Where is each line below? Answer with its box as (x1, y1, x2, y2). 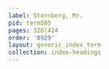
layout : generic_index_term (8, 41, 102, 49)
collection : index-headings (8, 48, 102, 56)
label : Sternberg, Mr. (8, 11, 84, 20)
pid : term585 (8, 19, 52, 27)
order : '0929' (8, 33, 56, 42)
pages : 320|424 (8, 26, 59, 34)
